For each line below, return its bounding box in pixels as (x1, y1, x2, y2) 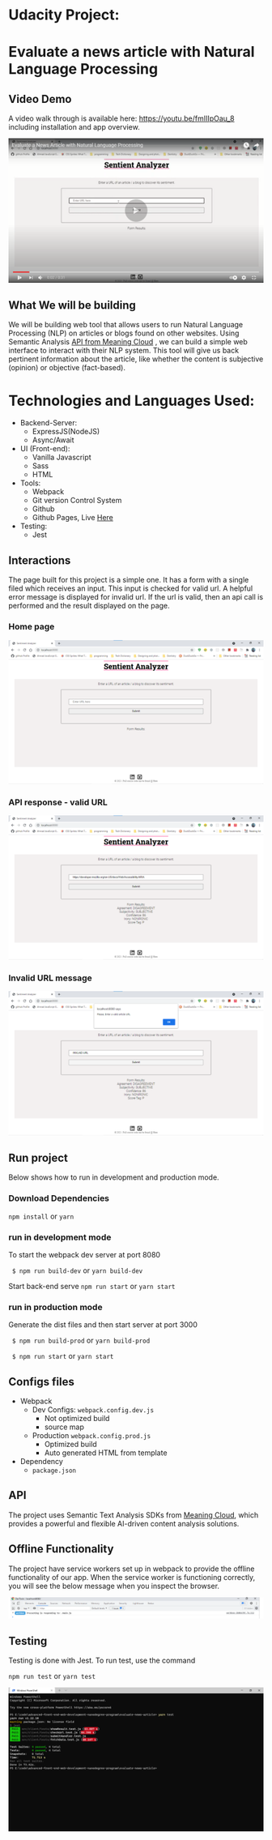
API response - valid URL (8, 796, 108, 808)
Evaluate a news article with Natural (8, 43, 255, 62)
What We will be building (8, 298, 136, 313)
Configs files (8, 1375, 74, 1389)
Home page (8, 621, 55, 633)
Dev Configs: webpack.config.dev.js (32, 1405, 155, 1415)
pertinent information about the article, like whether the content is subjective (8, 354, 264, 364)
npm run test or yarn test (8, 1671, 96, 1681)
